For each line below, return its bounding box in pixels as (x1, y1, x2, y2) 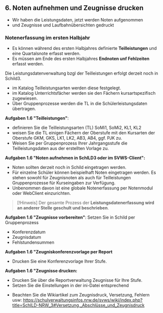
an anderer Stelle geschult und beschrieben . (17, 205, 109, 211)
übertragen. (12, 106, 36, 112)
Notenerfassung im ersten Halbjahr (5, 34, 91, 41)
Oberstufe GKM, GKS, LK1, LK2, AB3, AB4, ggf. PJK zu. (12, 135, 123, 141)
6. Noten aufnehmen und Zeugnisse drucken (5, 4, 144, 12)
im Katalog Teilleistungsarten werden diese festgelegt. (12, 85, 122, 91)
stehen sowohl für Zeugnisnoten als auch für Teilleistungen (12, 175, 131, 181)
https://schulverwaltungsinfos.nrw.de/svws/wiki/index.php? (22, 297, 143, 303)
